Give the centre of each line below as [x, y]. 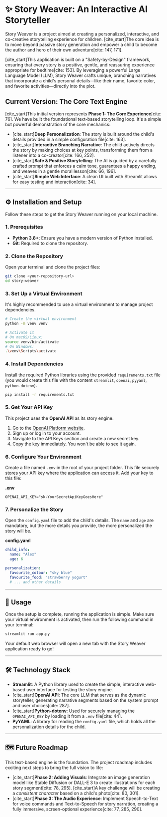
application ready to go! [29, 649]
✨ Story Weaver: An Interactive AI [77, 9]
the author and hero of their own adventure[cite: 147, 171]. [64, 50]
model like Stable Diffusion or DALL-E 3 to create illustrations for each [84, 783]
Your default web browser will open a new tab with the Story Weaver [75, 644]
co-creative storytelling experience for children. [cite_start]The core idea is [82, 39]
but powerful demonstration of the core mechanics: [58, 124]
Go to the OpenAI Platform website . [49, 428]
